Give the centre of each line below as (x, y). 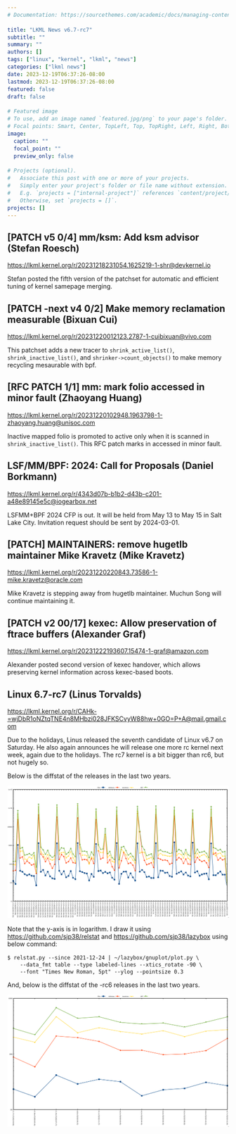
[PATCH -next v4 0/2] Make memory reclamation (117, 309)
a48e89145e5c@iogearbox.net (52, 501)
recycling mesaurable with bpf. (52, 365)
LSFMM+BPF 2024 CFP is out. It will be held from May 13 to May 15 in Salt (114, 515)
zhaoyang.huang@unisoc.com (51, 422)
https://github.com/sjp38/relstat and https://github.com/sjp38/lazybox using (118, 936)
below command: (32, 944)
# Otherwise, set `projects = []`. (63, 201)
